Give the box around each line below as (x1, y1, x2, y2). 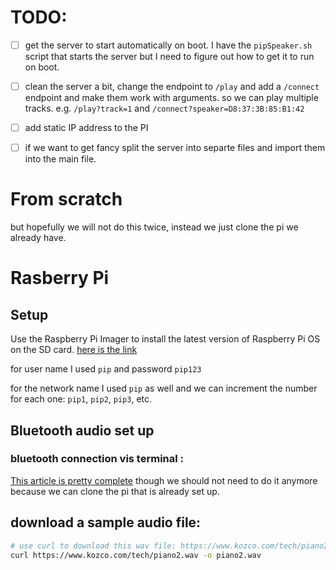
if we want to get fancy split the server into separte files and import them (24, 142, 326, 154)
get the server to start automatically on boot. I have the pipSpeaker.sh (24, 39, 313, 51)
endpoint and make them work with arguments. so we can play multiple (24, 92, 319, 104)
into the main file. (24, 153, 97, 165)
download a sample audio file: (10, 514, 202, 531)
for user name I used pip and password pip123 (10, 363, 202, 375)
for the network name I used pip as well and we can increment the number (10, 382, 318, 395)
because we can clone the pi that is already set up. (10, 485, 220, 497)
